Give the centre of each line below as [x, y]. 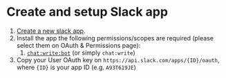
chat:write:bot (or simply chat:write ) [81, 53]
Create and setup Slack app [87, 12]
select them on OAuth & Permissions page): [78, 45]
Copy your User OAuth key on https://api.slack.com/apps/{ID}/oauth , [118, 60]
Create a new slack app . [51, 31]
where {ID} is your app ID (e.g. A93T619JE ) [76, 67]
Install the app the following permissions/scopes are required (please [115, 38]
